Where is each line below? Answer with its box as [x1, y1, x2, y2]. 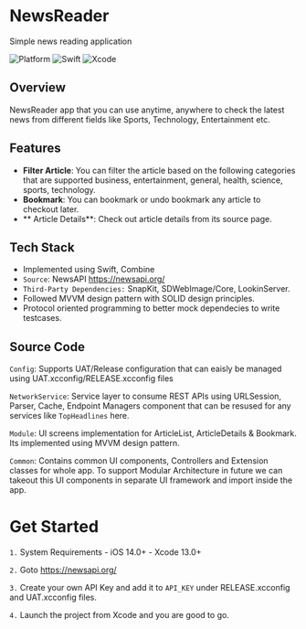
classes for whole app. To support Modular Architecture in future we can [9, 465, 283, 476]
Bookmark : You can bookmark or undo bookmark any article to [22, 194, 261, 205]
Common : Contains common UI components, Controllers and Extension [9, 455, 269, 466]
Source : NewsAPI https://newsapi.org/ [22, 273, 165, 284]
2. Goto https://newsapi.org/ [9, 564, 117, 576]
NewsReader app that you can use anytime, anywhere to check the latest [9, 104, 285, 115]
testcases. [22, 313, 62, 324]
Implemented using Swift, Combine [22, 264, 155, 275]
